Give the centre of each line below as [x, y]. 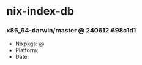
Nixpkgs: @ [30, 44]
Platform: [27, 50]
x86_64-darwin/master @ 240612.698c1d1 [71, 31]
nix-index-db [40, 11]
